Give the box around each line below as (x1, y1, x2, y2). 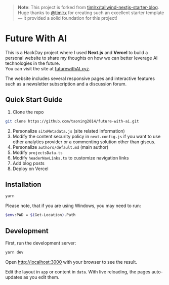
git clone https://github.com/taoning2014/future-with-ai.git (5, 118, 139, 124)
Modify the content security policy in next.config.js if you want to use (12, 133, 161, 139)
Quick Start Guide (5, 96, 63, 104)
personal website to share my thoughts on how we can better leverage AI (5, 55, 158, 61)
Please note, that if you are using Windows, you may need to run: (5, 202, 141, 209)
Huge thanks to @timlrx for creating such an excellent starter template (17, 10, 164, 16)
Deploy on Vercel (12, 166, 49, 172)
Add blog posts (12, 160, 45, 166)
